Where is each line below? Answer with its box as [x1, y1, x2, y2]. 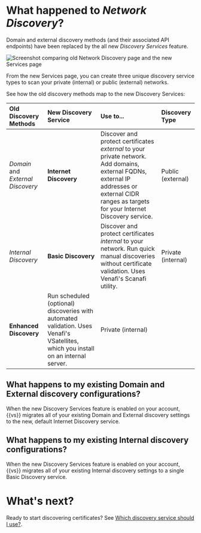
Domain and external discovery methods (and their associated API [6, 36, 169, 43]
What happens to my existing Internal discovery [6, 435, 189, 445]
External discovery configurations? [6, 389, 141, 399]
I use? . [6, 520, 23, 528]
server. [47, 359, 68, 367]
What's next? [6, 494, 74, 508]
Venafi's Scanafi [100, 274, 147, 283]
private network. [100, 152, 147, 160]
